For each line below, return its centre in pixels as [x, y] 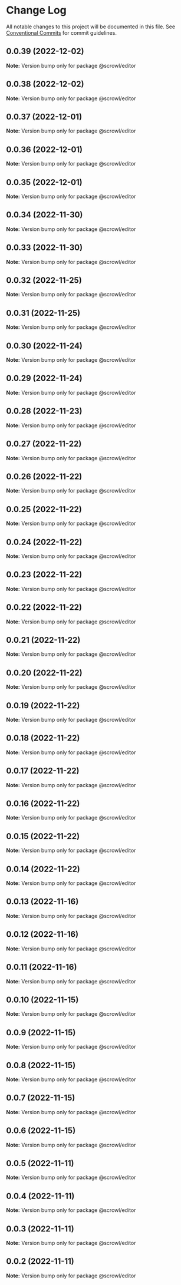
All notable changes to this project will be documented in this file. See [91, 27]
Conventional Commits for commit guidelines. [61, 32]
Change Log [36, 10]
